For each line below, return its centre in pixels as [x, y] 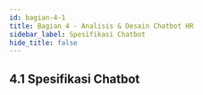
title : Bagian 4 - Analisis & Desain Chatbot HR [101, 26]
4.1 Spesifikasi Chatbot [75, 78]
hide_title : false [43, 43]
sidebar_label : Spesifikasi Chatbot [77, 34]
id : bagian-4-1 [38, 17]
